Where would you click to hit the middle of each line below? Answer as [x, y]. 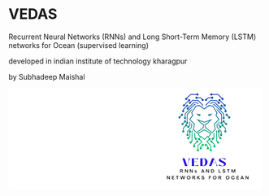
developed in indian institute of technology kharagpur [98, 61]
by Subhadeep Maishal [47, 76]
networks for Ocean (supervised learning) [78, 45]
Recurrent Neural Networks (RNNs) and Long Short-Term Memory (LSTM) [132, 37]
